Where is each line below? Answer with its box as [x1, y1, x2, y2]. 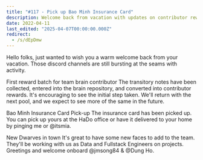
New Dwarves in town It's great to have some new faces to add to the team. [6, 134, 195, 141]
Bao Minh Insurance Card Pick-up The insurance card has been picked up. [6, 110, 192, 116]
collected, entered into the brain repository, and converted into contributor [6, 85, 192, 92]
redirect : [6, 32, 31, 38]
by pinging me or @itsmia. [6, 122, 71, 129]
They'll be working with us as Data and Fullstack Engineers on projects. [6, 141, 184, 147]
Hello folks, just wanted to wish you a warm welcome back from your [6, 54, 178, 61]
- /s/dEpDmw [11, 37, 42, 43]
